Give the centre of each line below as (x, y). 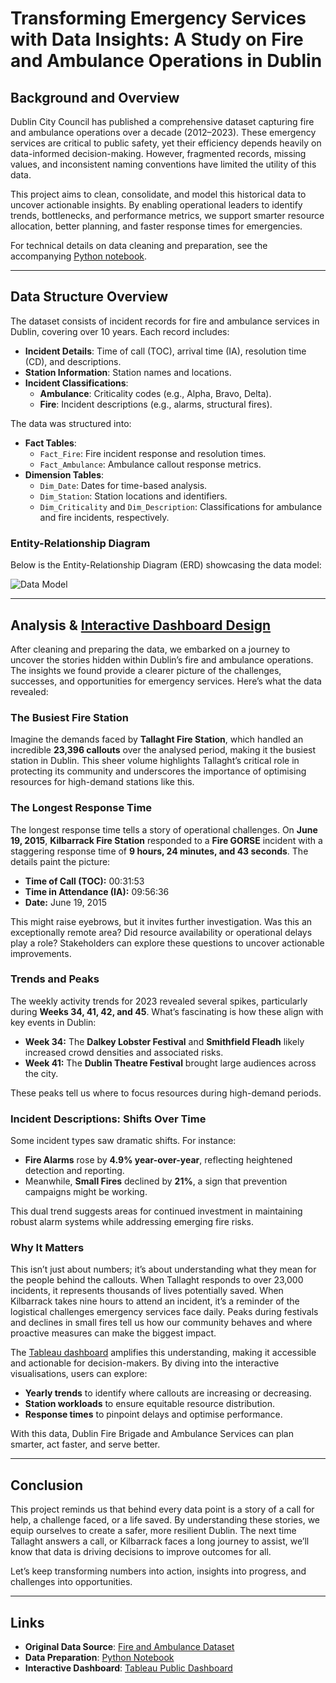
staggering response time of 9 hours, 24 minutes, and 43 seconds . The (159, 851)
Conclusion (47, 1485)
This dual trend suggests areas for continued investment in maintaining (156, 1211)
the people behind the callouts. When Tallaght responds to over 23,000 (157, 1280)
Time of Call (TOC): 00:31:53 (84, 881)
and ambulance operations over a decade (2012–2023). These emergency (163, 132)
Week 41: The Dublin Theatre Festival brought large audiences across (170, 1063)
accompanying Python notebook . (79, 256)
